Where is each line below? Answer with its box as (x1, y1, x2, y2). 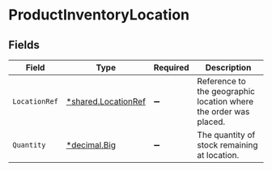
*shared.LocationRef (66, 96, 146, 107)
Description (205, 62, 252, 73)
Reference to (197, 75, 246, 87)
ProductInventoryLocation (8, 6, 190, 24)
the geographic (197, 86, 255, 96)
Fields (8, 38, 40, 52)
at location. (197, 150, 240, 160)
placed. (197, 116, 226, 127)
